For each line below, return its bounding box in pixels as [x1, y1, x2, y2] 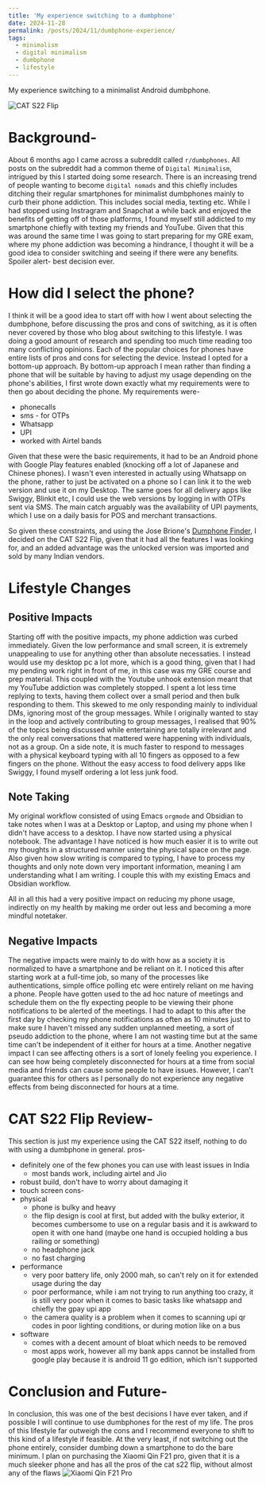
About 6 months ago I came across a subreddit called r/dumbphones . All [8, 154, 241, 164]
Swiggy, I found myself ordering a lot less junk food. [8, 767, 179, 777]
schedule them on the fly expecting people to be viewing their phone [8, 998, 234, 1008]
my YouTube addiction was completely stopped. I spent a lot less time [8, 682, 237, 692]
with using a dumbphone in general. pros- [8, 1145, 145, 1155]
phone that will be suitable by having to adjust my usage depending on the [8, 369, 252, 379]
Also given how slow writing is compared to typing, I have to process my [8, 853, 245, 863]
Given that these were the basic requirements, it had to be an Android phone [8, 451, 259, 461]
